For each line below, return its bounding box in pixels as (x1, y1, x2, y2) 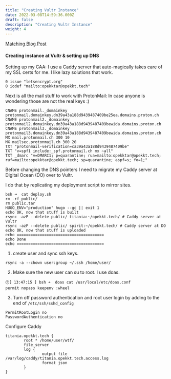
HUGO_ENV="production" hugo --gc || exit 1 (5, 205, 100, 211)
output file (41, 351, 68, 357)
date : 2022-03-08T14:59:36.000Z (5, 12, 74, 17)
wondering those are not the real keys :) (5, 98, 90, 104)
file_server (24, 343, 50, 348)
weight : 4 (5, 27, 27, 32)
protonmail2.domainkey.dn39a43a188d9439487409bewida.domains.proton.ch (5, 122, 161, 127)
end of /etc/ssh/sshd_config (12, 300, 74, 306)
